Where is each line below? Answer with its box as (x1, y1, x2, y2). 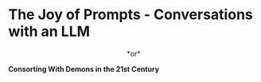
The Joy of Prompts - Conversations (8, 6, 253, 24)
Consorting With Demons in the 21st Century (8, 64, 160, 73)
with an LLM (8, 22, 90, 41)
